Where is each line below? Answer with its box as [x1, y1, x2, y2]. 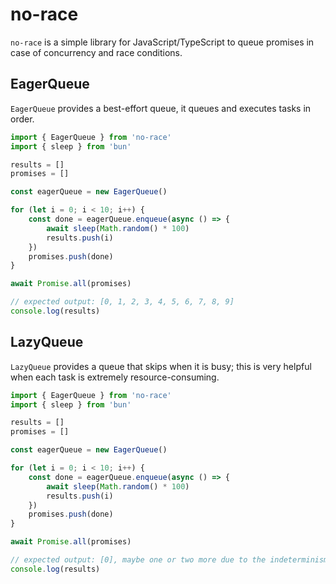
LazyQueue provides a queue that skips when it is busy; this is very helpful [10, 360, 312, 372]
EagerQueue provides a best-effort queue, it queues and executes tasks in [10, 102, 312, 114]
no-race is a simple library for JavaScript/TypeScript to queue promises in [10, 36, 315, 48]
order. [10, 113, 35, 125]
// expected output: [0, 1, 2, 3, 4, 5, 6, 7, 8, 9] [10, 297, 235, 307]
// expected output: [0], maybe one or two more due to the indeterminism [10, 555, 329, 565]
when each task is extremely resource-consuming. [10, 371, 220, 383]
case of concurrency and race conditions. [10, 46, 183, 58]
